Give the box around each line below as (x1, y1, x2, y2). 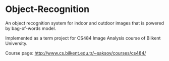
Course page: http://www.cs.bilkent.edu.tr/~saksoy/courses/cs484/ (5, 50, 146, 56)
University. (5, 40, 28, 46)
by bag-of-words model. (5, 25, 57, 31)
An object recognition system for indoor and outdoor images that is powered (5, 20, 164, 26)
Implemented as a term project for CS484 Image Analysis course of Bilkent (5, 35, 161, 41)
